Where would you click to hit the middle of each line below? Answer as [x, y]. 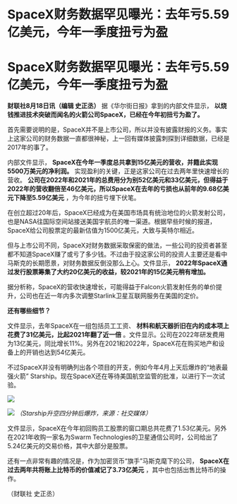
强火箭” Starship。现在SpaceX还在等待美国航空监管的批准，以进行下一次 [113, 376]
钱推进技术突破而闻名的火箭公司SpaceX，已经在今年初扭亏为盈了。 [105, 115]
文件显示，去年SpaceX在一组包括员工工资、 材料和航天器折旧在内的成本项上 [118, 326]
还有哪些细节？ [29, 311]
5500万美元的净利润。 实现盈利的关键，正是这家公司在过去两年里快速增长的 [118, 171]
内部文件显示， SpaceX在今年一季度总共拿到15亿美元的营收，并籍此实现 [113, 163]
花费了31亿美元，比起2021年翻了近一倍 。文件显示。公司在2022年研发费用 [116, 335]
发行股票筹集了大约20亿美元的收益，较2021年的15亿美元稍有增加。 [111, 272]
